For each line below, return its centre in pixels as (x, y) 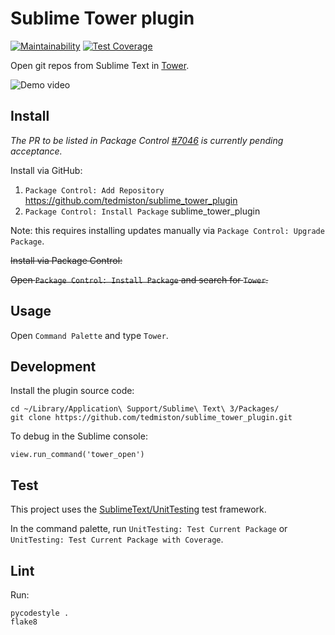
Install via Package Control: (66, 260)
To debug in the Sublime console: (79, 436)
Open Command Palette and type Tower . (89, 335)
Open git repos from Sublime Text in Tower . (100, 65)
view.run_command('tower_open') (77, 455)
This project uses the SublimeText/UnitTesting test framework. (138, 509)
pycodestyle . (40, 613)
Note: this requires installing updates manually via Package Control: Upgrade (167, 230)
